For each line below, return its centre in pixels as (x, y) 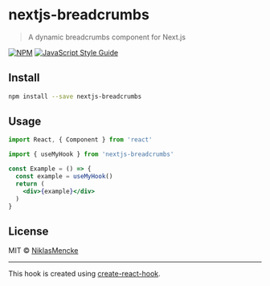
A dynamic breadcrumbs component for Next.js (107, 37)
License (29, 231)
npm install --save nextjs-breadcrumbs (75, 96)
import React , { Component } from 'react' (80, 140)
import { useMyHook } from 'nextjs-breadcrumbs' (91, 154)
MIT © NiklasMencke (43, 251)
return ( (30, 184)
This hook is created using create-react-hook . (84, 274)
